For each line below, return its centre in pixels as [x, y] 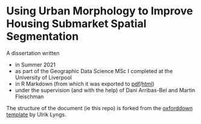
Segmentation [43, 37]
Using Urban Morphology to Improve [100, 11]
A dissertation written [33, 53]
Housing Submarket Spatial [76, 24]
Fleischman [29, 96]
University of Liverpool [43, 77]
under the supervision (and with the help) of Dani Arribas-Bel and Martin [105, 90]
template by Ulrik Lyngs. [36, 114]
